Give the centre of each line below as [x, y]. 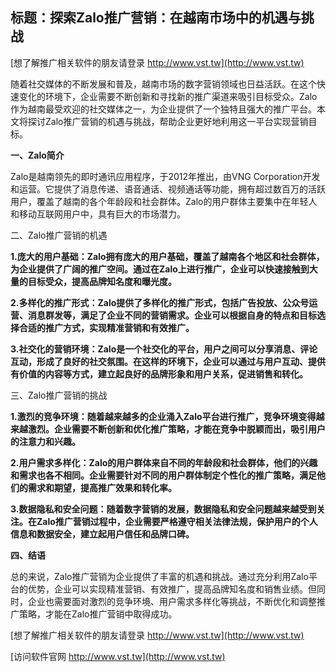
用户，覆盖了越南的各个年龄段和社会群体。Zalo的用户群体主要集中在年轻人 [164, 201]
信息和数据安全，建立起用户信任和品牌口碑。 [102, 534]
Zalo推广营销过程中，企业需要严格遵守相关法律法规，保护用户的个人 [177, 521]
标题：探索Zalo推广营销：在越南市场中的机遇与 [156, 18]
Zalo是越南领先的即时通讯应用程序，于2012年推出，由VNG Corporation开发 [165, 176]
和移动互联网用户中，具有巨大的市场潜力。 [98, 214]
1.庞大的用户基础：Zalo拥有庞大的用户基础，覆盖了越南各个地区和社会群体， [167, 256]
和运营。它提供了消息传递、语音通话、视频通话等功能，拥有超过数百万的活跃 [168, 189]
